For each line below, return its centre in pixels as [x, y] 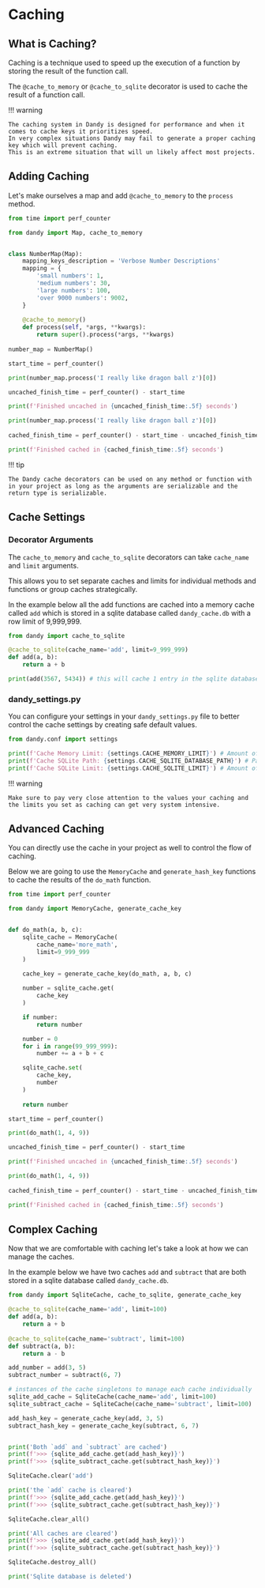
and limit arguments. [43, 565]
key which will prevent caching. [63, 145]
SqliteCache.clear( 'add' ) [50, 1476]
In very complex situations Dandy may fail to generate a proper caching [132, 138]
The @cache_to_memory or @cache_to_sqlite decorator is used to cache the [128, 86]
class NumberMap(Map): [45, 254]
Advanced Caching [56, 829]
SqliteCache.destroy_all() [52, 1563]
